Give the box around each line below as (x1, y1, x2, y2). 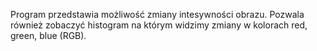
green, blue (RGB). (10, 30, 87, 41)
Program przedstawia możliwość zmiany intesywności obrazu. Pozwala (10, 9, 305, 20)
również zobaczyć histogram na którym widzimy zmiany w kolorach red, (10, 19, 308, 31)
